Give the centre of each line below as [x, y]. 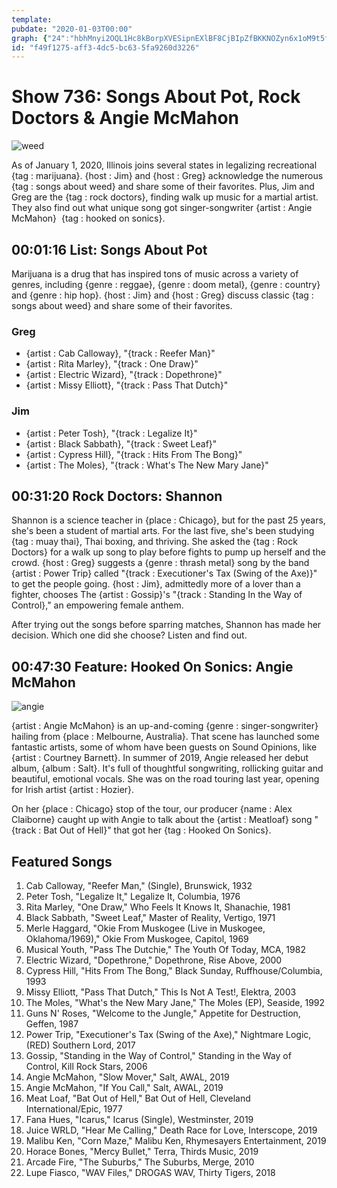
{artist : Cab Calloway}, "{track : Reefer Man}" [120, 353]
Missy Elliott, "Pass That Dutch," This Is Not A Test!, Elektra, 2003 [161, 992]
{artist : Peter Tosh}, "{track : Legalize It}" [111, 433]
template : [32, 19]
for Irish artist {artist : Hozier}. [73, 790]
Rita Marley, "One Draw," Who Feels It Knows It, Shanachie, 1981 [158, 907]
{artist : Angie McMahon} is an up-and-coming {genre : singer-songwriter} [165, 726]
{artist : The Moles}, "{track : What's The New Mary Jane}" [147, 465]
